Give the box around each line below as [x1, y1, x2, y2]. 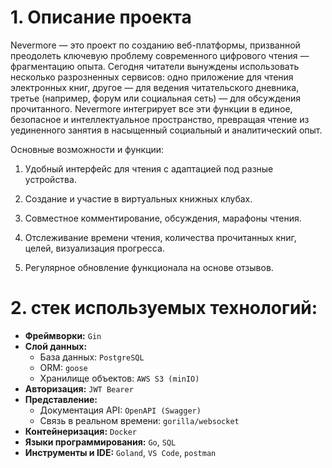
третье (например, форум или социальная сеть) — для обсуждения [10, 92, 302, 104]
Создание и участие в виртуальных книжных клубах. [24, 192, 253, 205]
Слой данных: [24, 340, 88, 352]
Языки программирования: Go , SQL [24, 436, 177, 448]
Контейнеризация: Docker [24, 425, 137, 437]
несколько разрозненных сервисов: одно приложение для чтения [10, 71, 294, 83]
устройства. [24, 173, 77, 185]
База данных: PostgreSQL [39, 351, 145, 363]
